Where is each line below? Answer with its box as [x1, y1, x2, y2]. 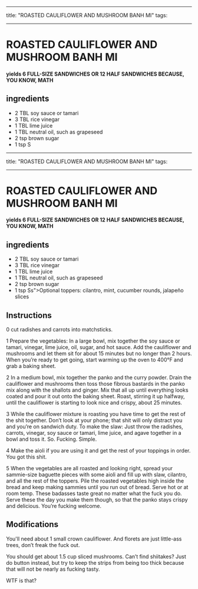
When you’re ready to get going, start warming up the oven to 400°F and [6, 356, 184, 363]
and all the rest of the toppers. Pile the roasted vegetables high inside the [6, 477, 184, 484]
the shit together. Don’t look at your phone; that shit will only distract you [6, 417, 183, 424]
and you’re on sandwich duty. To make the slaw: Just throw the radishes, [6, 423, 184, 430]
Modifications [6, 519, 59, 529]
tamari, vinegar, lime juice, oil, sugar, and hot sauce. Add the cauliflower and [6, 344, 192, 350]
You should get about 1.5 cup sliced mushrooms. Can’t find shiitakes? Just [6, 553, 187, 560]
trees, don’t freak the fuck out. [6, 541, 80, 548]
